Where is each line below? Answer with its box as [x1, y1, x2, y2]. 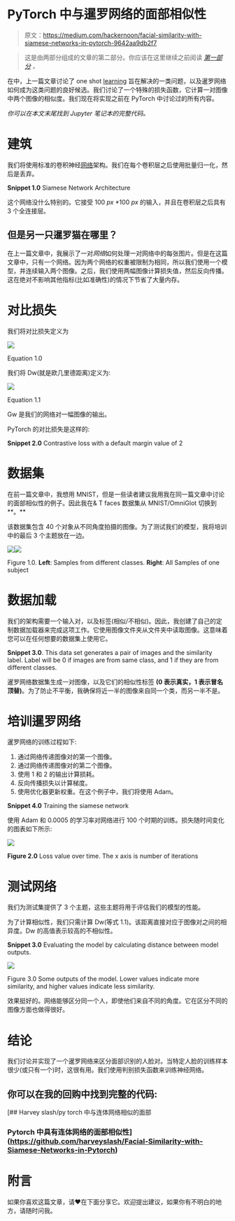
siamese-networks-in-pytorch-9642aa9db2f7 [24, 38, 157, 47]
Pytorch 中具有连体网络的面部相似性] [7, 1127, 133, 1137]
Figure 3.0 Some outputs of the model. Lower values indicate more [7, 975, 199, 983]
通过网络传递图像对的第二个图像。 [17, 761, 116, 770]
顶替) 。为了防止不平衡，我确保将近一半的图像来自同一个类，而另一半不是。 [7, 686, 225, 695]
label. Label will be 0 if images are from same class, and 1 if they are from [7, 656, 219, 664]
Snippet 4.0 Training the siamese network [7, 802, 129, 810]
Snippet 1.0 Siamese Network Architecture [7, 183, 131, 192]
